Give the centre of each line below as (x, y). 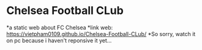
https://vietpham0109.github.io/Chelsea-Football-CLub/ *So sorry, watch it (101, 34)
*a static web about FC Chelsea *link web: (60, 27)
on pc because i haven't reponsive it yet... (59, 40)
